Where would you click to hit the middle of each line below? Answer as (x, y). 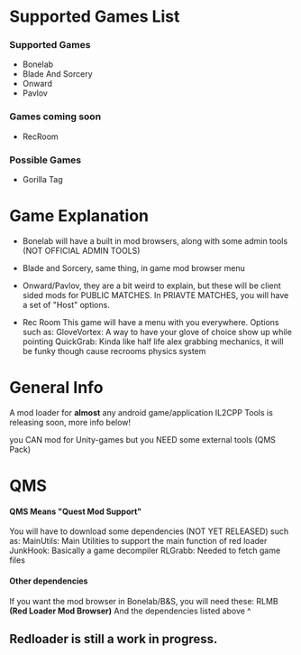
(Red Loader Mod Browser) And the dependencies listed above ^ (130, 611)
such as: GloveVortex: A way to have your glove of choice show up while (157, 332)
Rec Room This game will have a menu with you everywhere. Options (150, 323)
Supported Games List (95, 17)
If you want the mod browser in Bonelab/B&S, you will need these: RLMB (144, 601)
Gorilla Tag (42, 180)
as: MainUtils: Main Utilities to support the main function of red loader (138, 541)
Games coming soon (55, 117)
